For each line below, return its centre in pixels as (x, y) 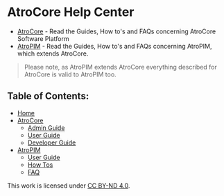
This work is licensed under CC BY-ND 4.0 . (69, 186)
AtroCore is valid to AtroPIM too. (70, 74)
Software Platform (43, 38)
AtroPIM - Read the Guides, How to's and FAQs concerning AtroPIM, (114, 46)
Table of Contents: (48, 96)
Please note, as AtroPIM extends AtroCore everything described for (120, 67)
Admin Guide (46, 128)
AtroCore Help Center (71, 12)
